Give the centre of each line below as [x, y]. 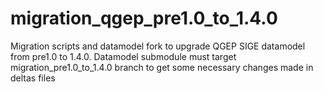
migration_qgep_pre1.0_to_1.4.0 [144, 18]
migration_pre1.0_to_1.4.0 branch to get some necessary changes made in [162, 67]
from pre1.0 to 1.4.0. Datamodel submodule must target [123, 56]
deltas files [33, 78]
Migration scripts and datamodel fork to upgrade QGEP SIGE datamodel [158, 46]
